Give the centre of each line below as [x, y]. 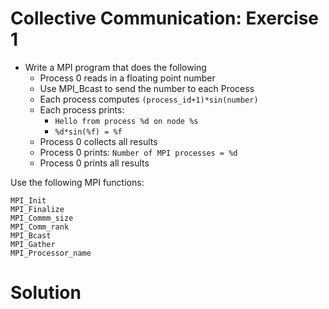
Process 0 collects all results [98, 141]
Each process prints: [82, 109]
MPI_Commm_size [42, 218]
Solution [46, 293]
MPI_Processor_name [51, 253]
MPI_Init [28, 200]
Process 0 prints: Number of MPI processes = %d [138, 152]
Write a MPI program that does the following [115, 67]
